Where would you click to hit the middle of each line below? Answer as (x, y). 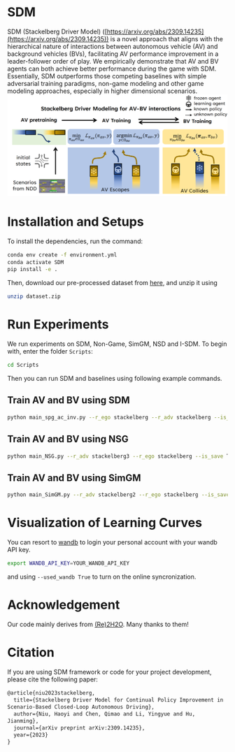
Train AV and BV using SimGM (74, 478)
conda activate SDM (36, 262)
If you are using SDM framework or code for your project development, (109, 672)
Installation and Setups (76, 222)
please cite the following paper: (52, 679)
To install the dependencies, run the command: (75, 241)
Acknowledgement (64, 605)
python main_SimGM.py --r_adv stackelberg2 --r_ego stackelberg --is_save (119, 495)
